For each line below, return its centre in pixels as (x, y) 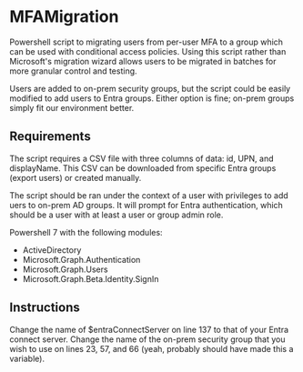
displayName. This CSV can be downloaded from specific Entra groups (143, 168)
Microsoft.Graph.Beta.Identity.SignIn (91, 278)
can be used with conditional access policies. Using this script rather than (148, 51)
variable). (27, 358)
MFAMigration (64, 17)
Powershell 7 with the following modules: (86, 232)
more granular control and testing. (74, 71)
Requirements (50, 137)
